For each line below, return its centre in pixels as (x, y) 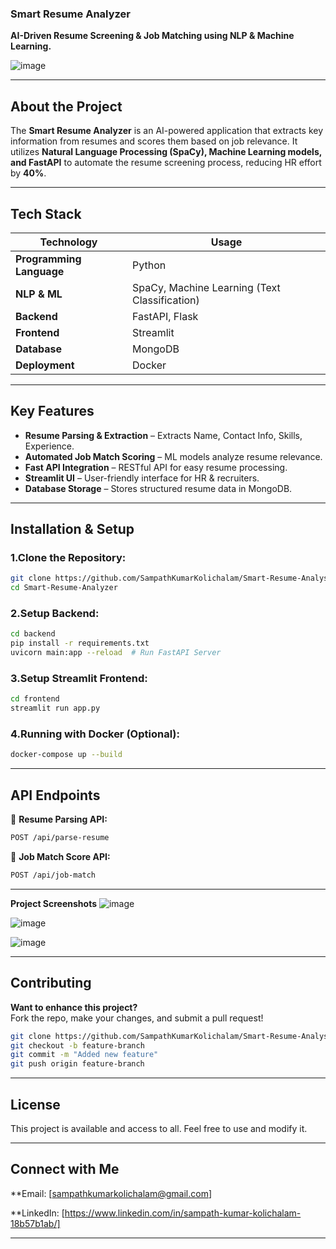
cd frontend (35, 699)
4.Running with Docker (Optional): (95, 734)
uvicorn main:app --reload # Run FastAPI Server (116, 653)
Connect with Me (65, 1169)
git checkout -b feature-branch (77, 1045)
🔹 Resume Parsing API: (59, 819)
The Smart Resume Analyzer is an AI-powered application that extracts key (167, 131)
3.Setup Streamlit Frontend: (79, 679)
